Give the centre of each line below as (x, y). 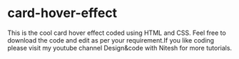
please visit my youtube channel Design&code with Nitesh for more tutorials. (120, 48)
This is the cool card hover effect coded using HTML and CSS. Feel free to (117, 33)
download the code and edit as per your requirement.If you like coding (111, 40)
